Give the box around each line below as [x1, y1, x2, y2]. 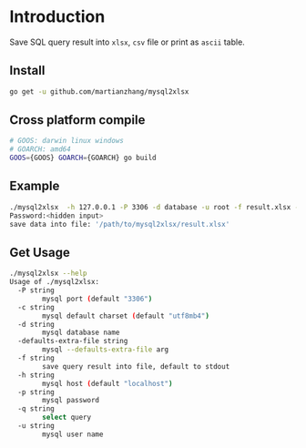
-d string [17, 320, 55, 329]
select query [42, 412, 92, 423]
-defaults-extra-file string [17, 337, 128, 346]
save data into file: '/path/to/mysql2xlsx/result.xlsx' [9, 219, 230, 229]
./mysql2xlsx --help [9, 269, 88, 279]
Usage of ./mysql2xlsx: [9, 278, 100, 287]
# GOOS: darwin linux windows [9, 137, 125, 146]
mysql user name [42, 430, 104, 439]
